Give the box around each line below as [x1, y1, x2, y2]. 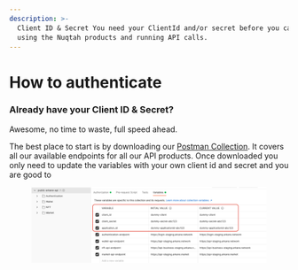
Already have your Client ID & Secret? [9, 104, 175, 116]
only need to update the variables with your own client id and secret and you [9, 159, 289, 170]
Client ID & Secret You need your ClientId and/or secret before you [17, 23, 279, 33]
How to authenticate [9, 72, 162, 92]
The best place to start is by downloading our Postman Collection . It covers [9, 141, 285, 151]
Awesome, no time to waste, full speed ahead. [9, 124, 178, 135]
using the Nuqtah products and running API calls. [17, 33, 208, 42]
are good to [9, 169, 51, 180]
